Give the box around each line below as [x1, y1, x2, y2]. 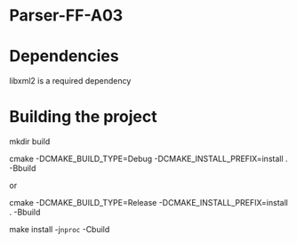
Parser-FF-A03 [9, 5, 124, 26]
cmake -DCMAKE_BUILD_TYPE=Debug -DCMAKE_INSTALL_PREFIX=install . [9, 153, 288, 165]
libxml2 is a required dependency [9, 76, 132, 86]
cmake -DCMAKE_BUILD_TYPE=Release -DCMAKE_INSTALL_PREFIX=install [9, 198, 289, 208]
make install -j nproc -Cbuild [9, 224, 110, 235]
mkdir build [9, 136, 51, 147]
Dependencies [9, 46, 119, 67]
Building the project [9, 107, 157, 127]
